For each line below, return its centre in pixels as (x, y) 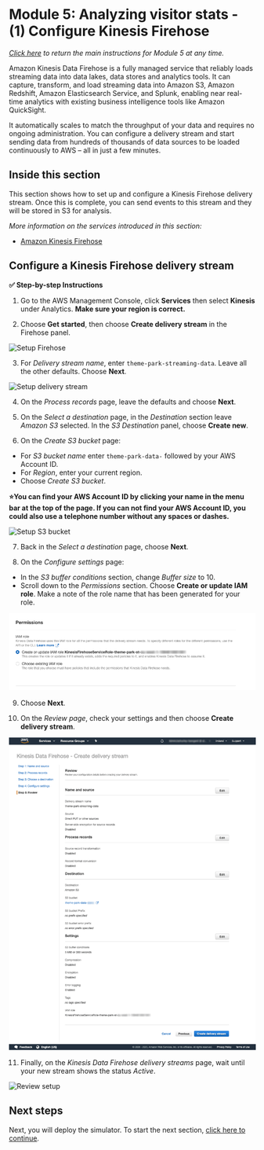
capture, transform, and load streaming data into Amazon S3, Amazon (121, 85)
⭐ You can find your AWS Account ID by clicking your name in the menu (127, 496)
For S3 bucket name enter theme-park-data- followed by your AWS (128, 456)
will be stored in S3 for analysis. (60, 211)
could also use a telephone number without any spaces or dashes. (119, 516)
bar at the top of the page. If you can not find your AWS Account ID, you (127, 508)
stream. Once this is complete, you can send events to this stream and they (130, 202)
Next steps (36, 1111)
